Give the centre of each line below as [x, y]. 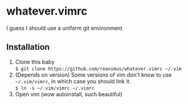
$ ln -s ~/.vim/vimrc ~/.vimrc [55, 88]
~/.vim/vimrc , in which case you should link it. [73, 81]
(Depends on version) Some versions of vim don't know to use [93, 75]
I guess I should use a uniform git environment [64, 28]
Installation [28, 47]
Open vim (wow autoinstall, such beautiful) [69, 94]
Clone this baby [35, 61]
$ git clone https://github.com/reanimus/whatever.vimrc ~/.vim [98, 69]
